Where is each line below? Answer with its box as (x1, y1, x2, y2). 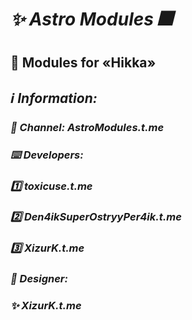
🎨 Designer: (10, 272, 68, 286)
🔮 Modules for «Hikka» (10, 54, 157, 72)
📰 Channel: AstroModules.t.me (10, 120, 165, 134)
